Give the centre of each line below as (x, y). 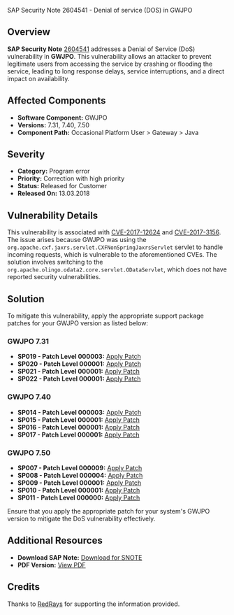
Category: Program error (53, 171)
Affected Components (57, 101)
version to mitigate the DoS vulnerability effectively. (81, 518)
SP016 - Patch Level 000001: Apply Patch (79, 427)
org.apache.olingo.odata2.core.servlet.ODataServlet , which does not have (117, 269)
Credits (24, 587)
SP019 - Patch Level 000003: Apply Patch (79, 357)
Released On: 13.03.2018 (53, 193)
